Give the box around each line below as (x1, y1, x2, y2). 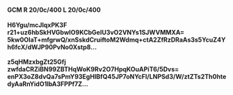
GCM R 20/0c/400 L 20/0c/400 (7, 6, 101, 14)
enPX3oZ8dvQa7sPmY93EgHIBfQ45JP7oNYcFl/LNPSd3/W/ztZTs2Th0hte (7, 73, 227, 81)
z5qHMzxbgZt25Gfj (7, 58, 66, 66)
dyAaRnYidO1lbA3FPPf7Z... (7, 80, 89, 88)
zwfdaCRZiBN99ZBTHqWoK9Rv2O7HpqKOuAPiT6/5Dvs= (7, 65, 179, 74)
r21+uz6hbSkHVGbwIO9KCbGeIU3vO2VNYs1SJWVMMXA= (7, 28, 185, 37)
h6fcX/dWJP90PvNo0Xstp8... (7, 43, 97, 51)
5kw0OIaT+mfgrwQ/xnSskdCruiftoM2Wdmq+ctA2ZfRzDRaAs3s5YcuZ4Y (7, 35, 226, 44)
